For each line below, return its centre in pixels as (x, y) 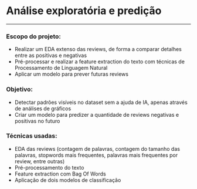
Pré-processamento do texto (49, 167)
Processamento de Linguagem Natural (61, 68)
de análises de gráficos (43, 108)
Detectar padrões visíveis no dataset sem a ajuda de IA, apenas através (101, 102)
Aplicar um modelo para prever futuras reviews (72, 74)
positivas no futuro (37, 121)
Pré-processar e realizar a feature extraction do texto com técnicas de (99, 62)
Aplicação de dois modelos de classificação (68, 180)
